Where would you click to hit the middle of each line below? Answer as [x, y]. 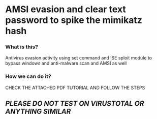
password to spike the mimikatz [74, 20]
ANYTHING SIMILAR [38, 112]
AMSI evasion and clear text [66, 9]
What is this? [22, 47]
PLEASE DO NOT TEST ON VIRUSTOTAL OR [75, 103]
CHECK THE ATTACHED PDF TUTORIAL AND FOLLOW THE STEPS [75, 87]
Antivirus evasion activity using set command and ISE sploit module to [79, 58]
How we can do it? [28, 76]
